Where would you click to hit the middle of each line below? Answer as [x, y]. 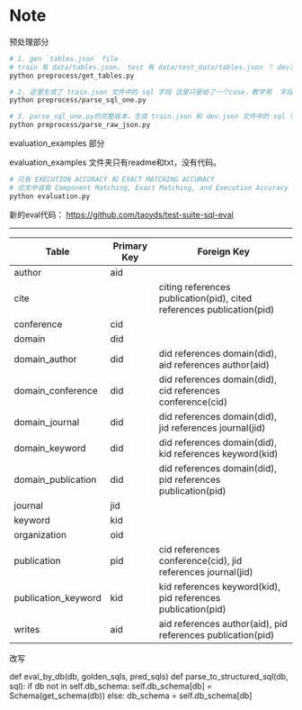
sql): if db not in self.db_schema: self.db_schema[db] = [111, 686]
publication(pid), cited [205, 298]
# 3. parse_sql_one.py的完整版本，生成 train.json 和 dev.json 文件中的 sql [147, 117]
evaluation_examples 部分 [57, 143]
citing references [195, 287]
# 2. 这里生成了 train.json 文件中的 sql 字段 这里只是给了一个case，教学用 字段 [151, 92]
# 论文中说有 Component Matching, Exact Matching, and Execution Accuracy [149, 187]
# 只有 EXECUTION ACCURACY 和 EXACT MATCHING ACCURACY [112, 180]
